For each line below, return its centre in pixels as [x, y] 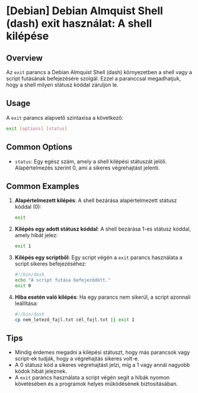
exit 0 [23, 286]
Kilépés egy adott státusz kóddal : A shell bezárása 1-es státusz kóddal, [103, 229]
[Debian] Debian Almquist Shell [84, 11]
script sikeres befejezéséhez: [51, 264]
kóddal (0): [28, 207]
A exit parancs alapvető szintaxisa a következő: [65, 117]
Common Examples [43, 186]
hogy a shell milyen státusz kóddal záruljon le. [62, 85]
